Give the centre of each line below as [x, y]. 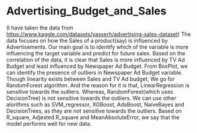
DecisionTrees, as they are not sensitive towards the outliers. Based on [94, 111]
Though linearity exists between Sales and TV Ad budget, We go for [91, 79]
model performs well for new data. [49, 123]
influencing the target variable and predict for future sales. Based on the [96, 53]
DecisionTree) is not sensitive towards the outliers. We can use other [91, 98]
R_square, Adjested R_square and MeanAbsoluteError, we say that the [93, 117]
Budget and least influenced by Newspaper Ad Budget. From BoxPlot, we [97, 66]
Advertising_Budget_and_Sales [86, 11]
